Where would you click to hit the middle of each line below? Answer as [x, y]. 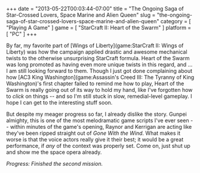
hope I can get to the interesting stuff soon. [59, 103]
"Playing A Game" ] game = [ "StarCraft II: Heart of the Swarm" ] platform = [99, 27]
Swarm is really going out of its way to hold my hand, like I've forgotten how [99, 90]
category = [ [176, 21]
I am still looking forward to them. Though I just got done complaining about [99, 71]
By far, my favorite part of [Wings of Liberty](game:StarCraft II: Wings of [95, 45]
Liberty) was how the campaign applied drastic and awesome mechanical [97, 52]
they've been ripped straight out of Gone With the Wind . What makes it [93, 133]
